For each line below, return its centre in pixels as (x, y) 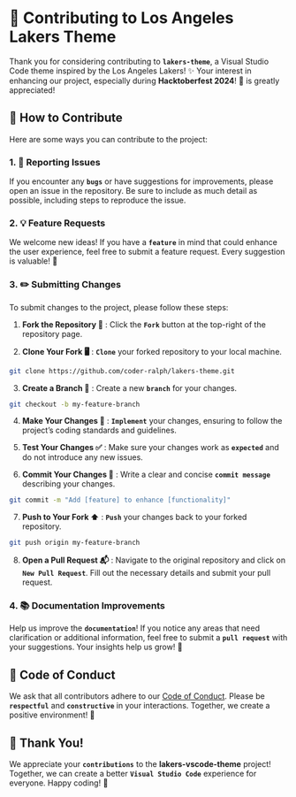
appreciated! (32, 90)
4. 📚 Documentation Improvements (87, 606)
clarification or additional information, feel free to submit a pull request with (148, 638)
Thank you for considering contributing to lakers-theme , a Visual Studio (139, 61)
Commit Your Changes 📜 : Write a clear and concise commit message (146, 475)
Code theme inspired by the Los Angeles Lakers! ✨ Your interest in (130, 71)
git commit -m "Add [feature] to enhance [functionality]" (120, 500)
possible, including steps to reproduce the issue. (98, 200)
